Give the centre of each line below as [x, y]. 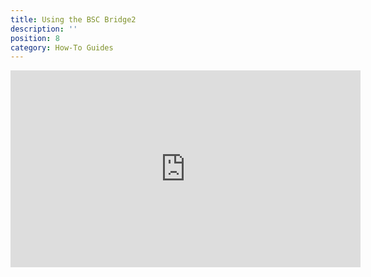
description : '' [44, 29]
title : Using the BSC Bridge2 [73, 19]
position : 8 [35, 38]
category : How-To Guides [62, 47]
